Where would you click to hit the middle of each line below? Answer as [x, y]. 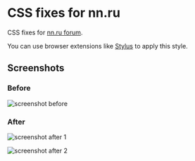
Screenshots [36, 68]
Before [19, 88]
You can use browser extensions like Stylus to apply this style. [97, 46]
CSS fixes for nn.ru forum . [45, 32]
